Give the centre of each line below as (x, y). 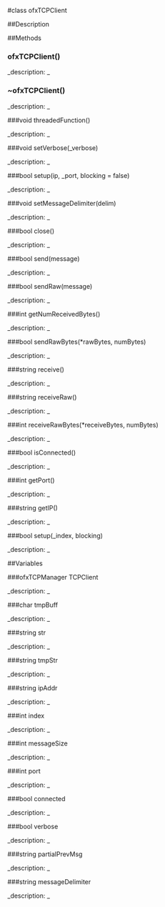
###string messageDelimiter (49, 881)
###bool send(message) (44, 258)
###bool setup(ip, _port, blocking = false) (69, 175)
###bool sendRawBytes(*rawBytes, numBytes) (77, 342)
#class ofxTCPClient (37, 10)
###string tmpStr (33, 660)
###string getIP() (33, 507)
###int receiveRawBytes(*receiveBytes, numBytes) (83, 425)
